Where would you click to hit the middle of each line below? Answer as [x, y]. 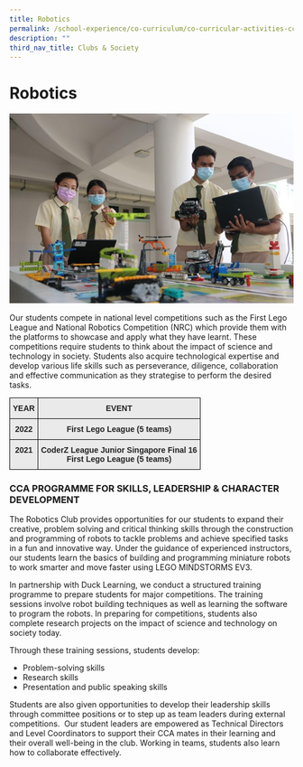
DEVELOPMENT [45, 500]
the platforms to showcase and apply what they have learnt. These [133, 337]
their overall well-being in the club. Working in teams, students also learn [145, 743]
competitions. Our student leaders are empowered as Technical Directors [147, 724]
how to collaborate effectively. [65, 753]
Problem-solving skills [64, 668]
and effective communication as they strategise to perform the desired [141, 375]
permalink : [30, 28]
